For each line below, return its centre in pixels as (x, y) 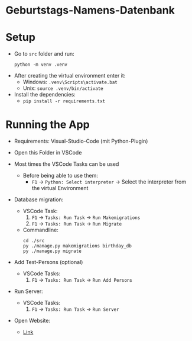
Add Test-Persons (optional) (48, 262)
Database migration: (39, 200)
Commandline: (40, 230)
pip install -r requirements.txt (64, 101)
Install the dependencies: (45, 95)
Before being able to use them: (60, 176)
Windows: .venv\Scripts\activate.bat (70, 82)
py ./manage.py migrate (52, 251)
